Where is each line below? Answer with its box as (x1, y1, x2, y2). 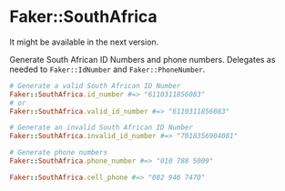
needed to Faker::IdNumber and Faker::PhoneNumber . (9, 64, 206, 75)
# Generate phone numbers (9, 148, 107, 157)
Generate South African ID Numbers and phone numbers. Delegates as (9, 54, 276, 65)
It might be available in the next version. (9, 36, 159, 47)
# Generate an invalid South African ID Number (9, 123, 194, 133)
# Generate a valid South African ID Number (9, 81, 181, 90)
